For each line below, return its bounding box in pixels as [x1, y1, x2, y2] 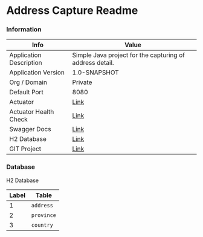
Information [6, 25, 42, 34]
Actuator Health [9, 108, 54, 116]
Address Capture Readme [6, 4, 138, 18]
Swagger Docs [9, 125, 51, 134]
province [31, 212, 56, 218]
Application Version [9, 68, 65, 77]
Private [72, 78, 92, 86]
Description [9, 59, 42, 67]
